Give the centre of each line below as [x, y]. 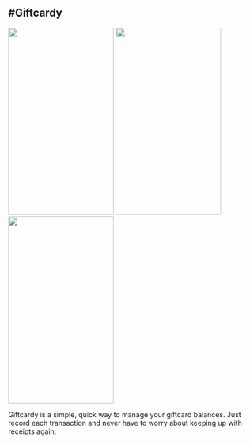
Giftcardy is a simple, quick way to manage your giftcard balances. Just [125, 414]
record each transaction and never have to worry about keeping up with [125, 423]
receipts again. [32, 431]
